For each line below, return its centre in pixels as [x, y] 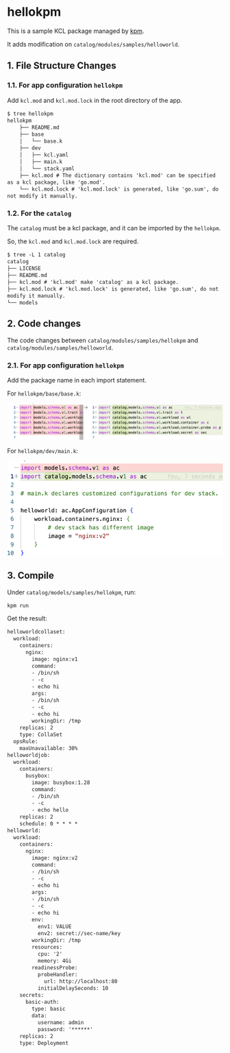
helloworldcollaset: [37, 631]
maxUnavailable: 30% [49, 748]
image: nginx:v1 [55, 659]
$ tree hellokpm [30, 114]
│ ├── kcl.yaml [44, 155]
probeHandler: [57, 974]
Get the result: [27, 618]
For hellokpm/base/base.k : [44, 394]
